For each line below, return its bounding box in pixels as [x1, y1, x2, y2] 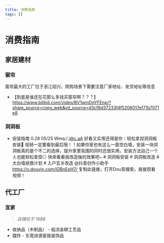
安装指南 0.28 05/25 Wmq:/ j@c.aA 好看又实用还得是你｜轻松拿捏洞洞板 [12, 135, 157, 141]
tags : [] [5, 12, 23, 17]
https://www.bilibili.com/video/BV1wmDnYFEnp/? [12, 99, 112, 106]
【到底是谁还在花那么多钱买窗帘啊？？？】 [12, 94, 98, 100]
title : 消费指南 [5, 7, 35, 12]
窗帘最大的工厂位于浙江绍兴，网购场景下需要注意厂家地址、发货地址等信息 [5, 84, 155, 90]
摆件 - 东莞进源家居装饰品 [12, 233, 65, 239]
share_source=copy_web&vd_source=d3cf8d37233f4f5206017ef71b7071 [12, 105, 159, 111]
